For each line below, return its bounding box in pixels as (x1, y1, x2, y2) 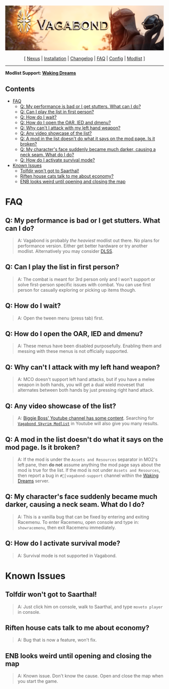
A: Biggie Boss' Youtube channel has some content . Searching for (17, 415, 154, 421)
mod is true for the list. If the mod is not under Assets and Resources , (17, 467, 160, 473)
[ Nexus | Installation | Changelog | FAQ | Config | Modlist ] (24, 56, 145, 62)
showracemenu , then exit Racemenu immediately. (17, 524, 116, 531)
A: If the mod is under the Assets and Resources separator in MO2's (17, 456, 158, 462)
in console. (17, 609, 41, 615)
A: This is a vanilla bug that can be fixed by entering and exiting (17, 513, 149, 520)
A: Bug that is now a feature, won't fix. (17, 637, 97, 643)
